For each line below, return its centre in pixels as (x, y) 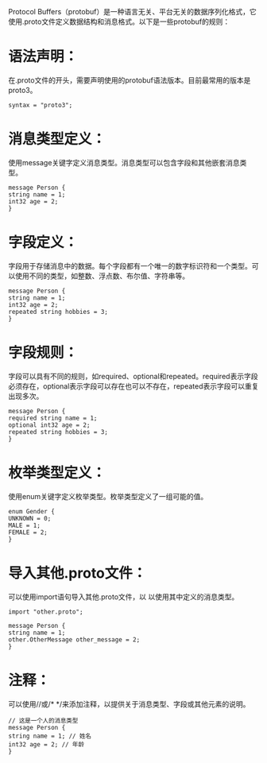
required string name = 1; (53, 418)
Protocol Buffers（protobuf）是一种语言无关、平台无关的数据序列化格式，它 (132, 12)
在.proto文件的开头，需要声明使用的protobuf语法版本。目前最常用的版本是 (130, 80)
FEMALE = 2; (28, 532)
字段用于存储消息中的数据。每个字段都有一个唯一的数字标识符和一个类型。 (130, 265)
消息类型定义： (57, 139)
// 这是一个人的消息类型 (43, 720)
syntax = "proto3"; (41, 105)
